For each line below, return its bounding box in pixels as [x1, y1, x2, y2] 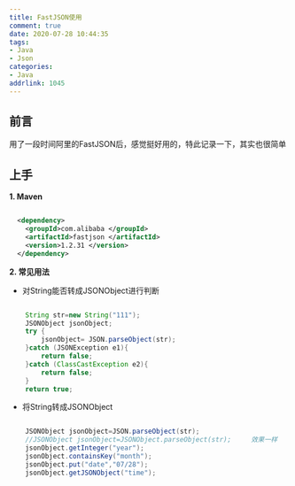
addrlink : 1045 [9, 79, 66, 88]
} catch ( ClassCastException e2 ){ [25, 359, 149, 368]
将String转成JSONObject [21, 402, 113, 413]
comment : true [9, 21, 62, 30]
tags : [9, 37, 29, 47]
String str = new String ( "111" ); [25, 311, 141, 320]
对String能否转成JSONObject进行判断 [21, 285, 159, 296]
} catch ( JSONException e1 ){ [25, 343, 128, 352]
